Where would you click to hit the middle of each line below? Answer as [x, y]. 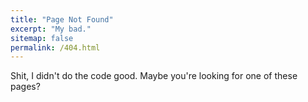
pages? [25, 87]
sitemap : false [42, 38]
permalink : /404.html [55, 47]
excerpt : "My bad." [51, 29]
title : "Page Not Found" [62, 19]
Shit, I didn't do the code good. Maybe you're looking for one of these [154, 76]
